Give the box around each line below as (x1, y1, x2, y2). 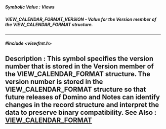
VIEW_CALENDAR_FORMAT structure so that (5, 85, 146, 94)
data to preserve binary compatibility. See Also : (5, 108, 157, 117)
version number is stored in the (5, 78, 103, 86)
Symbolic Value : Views (5, 4, 55, 10)
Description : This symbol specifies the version (5, 55, 154, 63)
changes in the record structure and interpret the (5, 101, 159, 109)
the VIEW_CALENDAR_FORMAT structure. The (5, 70, 151, 78)
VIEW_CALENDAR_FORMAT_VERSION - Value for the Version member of (5, 16, 157, 22)
